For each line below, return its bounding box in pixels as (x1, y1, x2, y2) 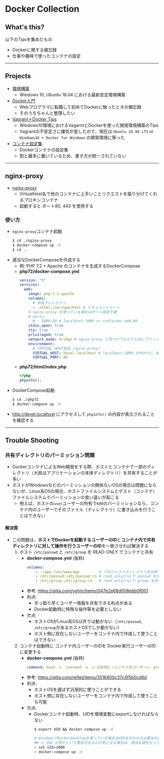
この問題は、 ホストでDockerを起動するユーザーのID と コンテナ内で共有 (12, 536, 156, 542)
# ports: (28, 314, 46, 319)
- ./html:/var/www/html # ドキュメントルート (32, 305, 121, 310)
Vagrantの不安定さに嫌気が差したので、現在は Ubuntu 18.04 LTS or (19, 128, 154, 134)
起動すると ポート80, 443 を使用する (19, 203, 94, 209)
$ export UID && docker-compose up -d (34, 727, 113, 732)
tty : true (28, 328, 48, 333)
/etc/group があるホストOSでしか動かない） (34, 625, 122, 630)
